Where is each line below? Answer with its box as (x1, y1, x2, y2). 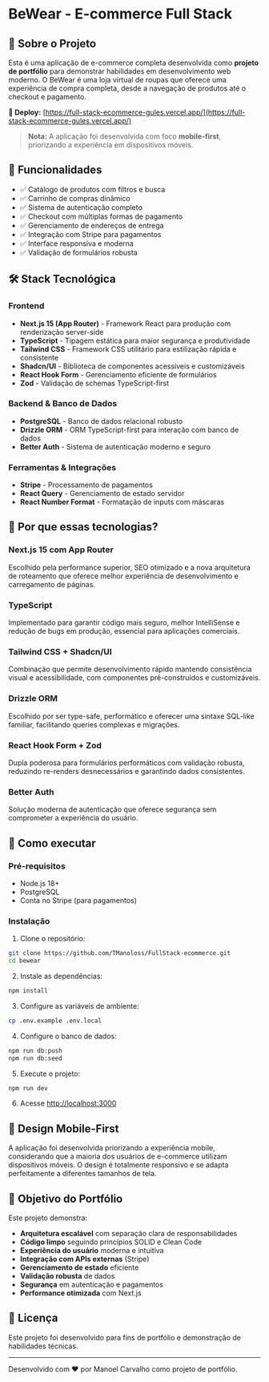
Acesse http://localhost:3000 (19, 1098, 117, 1108)
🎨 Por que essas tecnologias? (8, 520, 159, 534)
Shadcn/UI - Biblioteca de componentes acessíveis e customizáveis (19, 361, 246, 371)
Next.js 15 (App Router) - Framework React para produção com (19, 318, 231, 328)
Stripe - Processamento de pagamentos (19, 480, 154, 490)
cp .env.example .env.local (8, 1017, 102, 1025)
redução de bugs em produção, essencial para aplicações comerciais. (8, 627, 240, 636)
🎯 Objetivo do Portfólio (8, 1191, 123, 1206)
